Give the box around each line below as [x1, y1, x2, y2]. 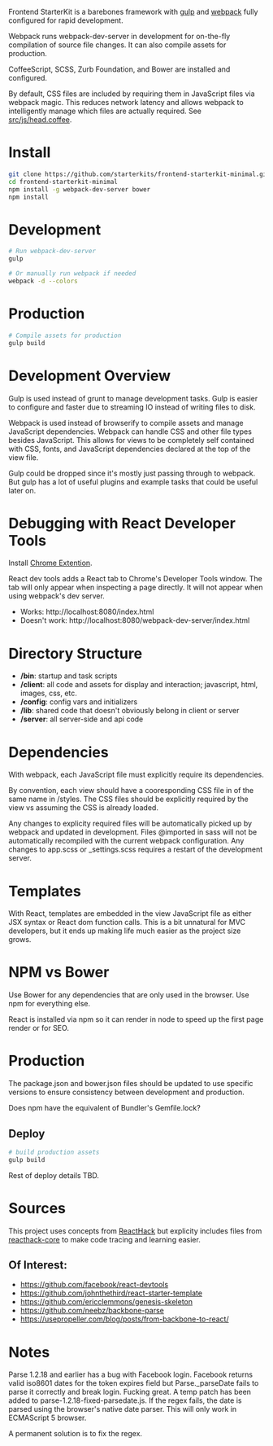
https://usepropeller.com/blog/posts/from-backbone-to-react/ [19, 1314, 229, 1324]
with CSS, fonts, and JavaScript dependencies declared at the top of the [8, 444, 251, 454]
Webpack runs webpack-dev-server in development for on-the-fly [8, 32, 231, 41]
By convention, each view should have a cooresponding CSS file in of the [8, 786, 254, 795]
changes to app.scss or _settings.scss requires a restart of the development [8, 844, 263, 854]
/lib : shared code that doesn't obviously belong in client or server [19, 706, 240, 716]
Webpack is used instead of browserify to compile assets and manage [8, 418, 244, 427]
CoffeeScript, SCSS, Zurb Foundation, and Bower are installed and [8, 64, 231, 74]
